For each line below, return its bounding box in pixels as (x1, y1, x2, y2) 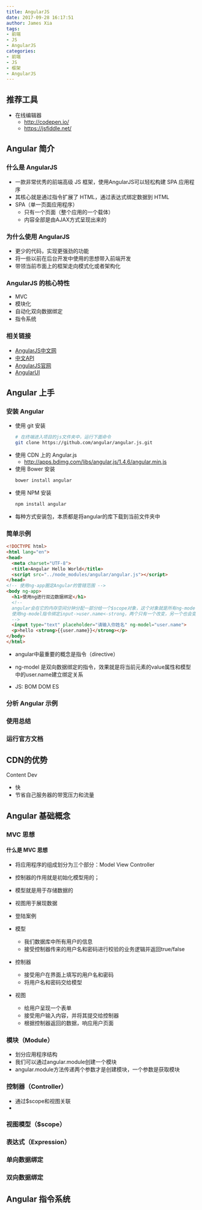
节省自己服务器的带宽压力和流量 (14, 791, 94, 798)
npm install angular (14, 501, 67, 507)
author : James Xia (6, 20, 52, 26)
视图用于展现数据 (14, 899, 58, 906)
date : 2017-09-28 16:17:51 (6, 14, 74, 21)
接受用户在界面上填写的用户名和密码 (23, 971, 114, 978)
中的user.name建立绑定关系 (14, 670, 84, 678)
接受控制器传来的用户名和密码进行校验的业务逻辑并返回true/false (23, 945, 185, 952)
